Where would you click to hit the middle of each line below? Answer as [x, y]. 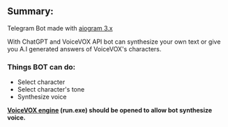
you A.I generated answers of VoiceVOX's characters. [84, 49]
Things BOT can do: [41, 67]
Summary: [30, 11]
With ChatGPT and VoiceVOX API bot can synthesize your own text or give [114, 42]
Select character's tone [51, 90]
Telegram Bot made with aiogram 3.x [60, 28]
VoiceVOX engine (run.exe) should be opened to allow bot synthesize [110, 110]
